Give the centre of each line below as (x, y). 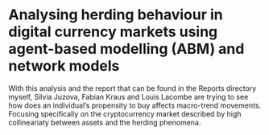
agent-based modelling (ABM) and (126, 49)
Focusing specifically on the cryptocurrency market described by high (125, 113)
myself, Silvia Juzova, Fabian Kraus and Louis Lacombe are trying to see (128, 96)
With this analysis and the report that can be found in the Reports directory (132, 88)
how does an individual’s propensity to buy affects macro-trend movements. (135, 105)
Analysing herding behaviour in (116, 15)
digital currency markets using (113, 32)
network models (64, 66)
